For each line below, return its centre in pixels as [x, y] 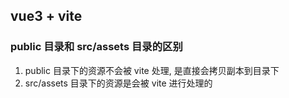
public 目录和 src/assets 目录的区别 [96, 47]
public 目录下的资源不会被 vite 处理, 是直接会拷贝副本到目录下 [152, 70]
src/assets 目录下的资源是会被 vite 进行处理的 [118, 83]
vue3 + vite [46, 16]
